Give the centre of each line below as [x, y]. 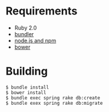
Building [27, 71]
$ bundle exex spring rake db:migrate [54, 103]
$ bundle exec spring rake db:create [53, 98]
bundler [24, 34]
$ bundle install [27, 87]
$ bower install [26, 92]
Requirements [42, 11]
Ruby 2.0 [26, 28]
